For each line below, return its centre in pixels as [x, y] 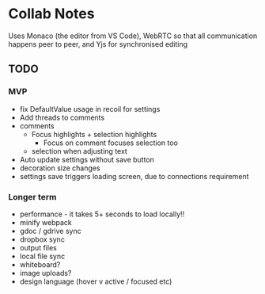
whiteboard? [40, 264]
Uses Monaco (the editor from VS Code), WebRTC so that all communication [133, 36]
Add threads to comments [62, 117]
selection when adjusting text [79, 151]
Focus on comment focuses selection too [110, 143]
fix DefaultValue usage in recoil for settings [90, 109]
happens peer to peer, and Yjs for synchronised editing [98, 44]
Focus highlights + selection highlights [94, 134]
